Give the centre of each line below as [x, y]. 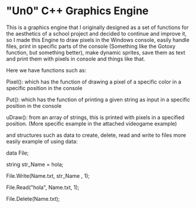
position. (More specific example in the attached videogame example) [91, 123]
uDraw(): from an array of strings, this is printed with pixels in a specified [95, 117]
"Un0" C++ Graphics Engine [78, 11]
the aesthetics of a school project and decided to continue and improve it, [97, 33]
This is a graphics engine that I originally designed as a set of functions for [97, 27]
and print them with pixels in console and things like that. [76, 59]
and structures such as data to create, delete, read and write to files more [96, 135]
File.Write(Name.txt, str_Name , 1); [48, 175]
